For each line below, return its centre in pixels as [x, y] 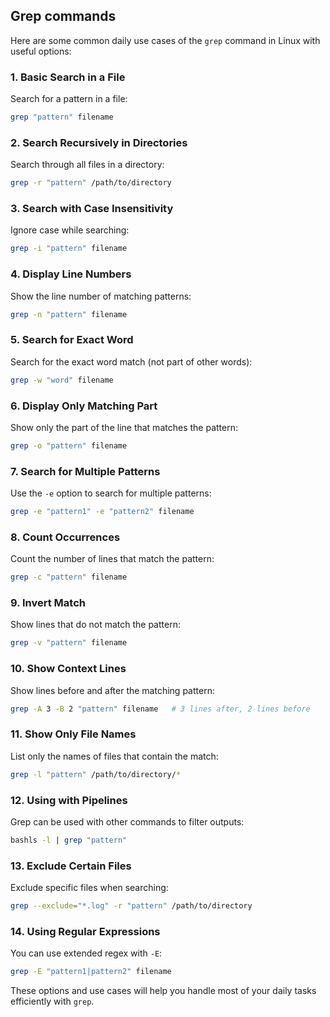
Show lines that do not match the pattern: [95, 625]
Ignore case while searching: [70, 230]
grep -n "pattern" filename [69, 314]
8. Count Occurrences [65, 537]
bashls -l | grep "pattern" [69, 840]
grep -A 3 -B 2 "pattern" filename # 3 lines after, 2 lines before [160, 709]
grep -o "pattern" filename [69, 445]
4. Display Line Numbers [71, 274]
